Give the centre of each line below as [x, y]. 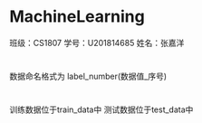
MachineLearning [77, 17]
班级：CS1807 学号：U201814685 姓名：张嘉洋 [97, 43]
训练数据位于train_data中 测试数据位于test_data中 [101, 109]
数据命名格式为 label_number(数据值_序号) [88, 76]
